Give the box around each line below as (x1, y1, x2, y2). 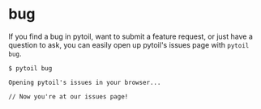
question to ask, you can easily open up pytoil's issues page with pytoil (8, 40, 250, 49)
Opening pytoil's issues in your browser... (8, 78, 161, 86)
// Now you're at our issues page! (8, 92, 129, 101)
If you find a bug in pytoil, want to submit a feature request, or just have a (8, 31, 254, 41)
